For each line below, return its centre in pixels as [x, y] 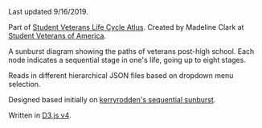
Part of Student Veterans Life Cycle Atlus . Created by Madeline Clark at [126, 27]
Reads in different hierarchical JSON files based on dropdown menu [121, 75]
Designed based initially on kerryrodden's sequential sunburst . [112, 99]
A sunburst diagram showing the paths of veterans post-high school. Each [131, 51]
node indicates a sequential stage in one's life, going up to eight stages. [127, 60]
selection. [25, 84]
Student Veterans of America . [57, 36]
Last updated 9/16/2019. [48, 12]
